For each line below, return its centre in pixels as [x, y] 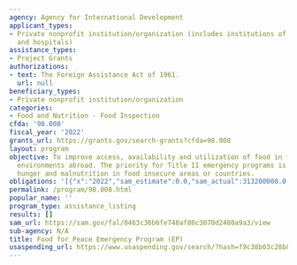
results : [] [31, 214]
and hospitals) [45, 42]
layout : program [39, 148]
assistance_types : [43, 50]
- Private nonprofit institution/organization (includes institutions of [148, 34]
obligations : [33, 182]
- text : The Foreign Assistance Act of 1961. [94, 75]
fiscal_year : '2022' [47, 132]
